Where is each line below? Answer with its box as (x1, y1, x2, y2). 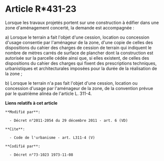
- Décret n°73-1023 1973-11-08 (9, 152, 73, 157)
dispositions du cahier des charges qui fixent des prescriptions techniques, (5, 60, 157, 66)
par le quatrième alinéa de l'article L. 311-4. (5, 91, 92, 96)
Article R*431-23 (5, 3, 77, 15)
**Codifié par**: (5, 143, 41, 149)
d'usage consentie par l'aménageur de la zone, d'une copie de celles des (5, 39, 153, 45)
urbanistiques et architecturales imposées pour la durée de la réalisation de (5, 65, 158, 71)
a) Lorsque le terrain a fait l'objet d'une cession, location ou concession (5, 34, 150, 40)
